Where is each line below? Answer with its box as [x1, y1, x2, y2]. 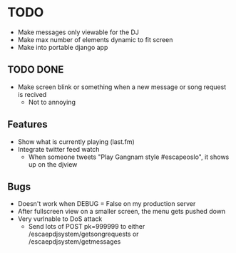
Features [7, 118, 48, 130]
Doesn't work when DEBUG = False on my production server [17, 200, 196, 208]
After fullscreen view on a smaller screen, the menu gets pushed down [17, 207, 226, 216]
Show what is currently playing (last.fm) [17, 137, 135, 146]
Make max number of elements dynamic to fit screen [17, 35, 173, 43]
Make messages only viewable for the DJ [17, 28, 139, 36]
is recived [17, 90, 47, 98]
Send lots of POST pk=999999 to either [28, 222, 145, 231]
